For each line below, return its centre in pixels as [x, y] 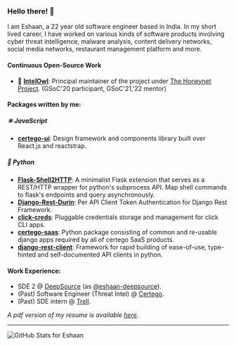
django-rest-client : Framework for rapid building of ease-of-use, [112, 247]
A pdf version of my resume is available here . [73, 315]
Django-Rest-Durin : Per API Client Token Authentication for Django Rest [122, 202]
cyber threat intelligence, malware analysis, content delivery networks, [110, 42]
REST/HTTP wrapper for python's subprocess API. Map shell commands [122, 187]
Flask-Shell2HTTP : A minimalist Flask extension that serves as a [111, 180]
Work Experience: [34, 271]
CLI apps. [31, 225]
